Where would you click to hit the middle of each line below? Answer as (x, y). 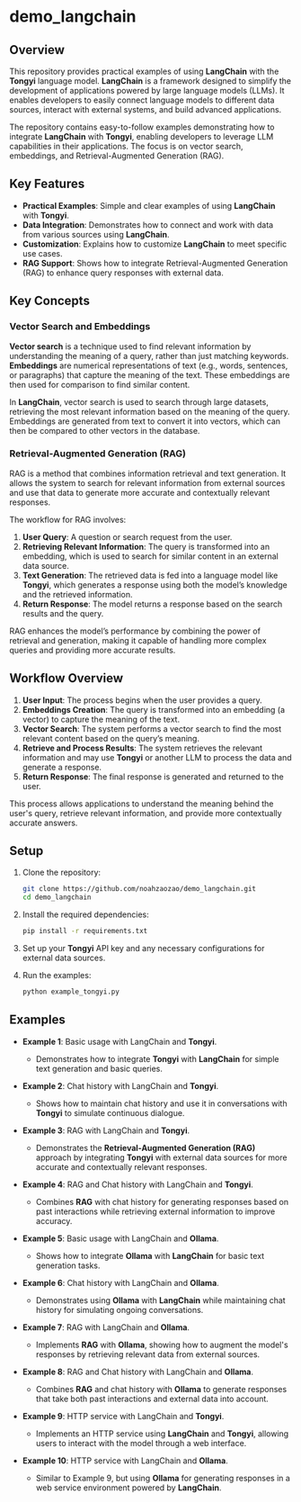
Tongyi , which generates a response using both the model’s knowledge (155, 585)
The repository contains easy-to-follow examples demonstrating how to (142, 127)
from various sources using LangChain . (96, 234)
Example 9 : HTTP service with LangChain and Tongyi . (123, 1416)
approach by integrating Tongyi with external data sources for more (161, 1157)
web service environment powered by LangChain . (128, 1488)
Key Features (47, 184)
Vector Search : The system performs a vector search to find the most (152, 729)
